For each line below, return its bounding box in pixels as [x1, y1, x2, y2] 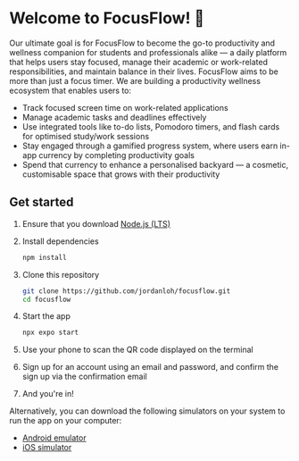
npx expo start [21, 328, 79, 338]
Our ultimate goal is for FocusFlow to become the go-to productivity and [9, 38, 275, 48]
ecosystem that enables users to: [9, 85, 132, 96]
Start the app [21, 311, 71, 322]
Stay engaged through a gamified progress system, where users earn [21, 140, 278, 151]
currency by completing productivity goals [38, 149, 195, 160]
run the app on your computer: [9, 415, 122, 426]
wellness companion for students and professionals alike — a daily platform [9, 46, 287, 57]
